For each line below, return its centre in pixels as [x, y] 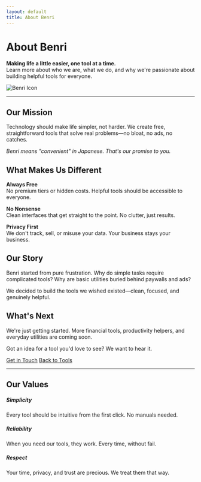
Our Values [28, 385]
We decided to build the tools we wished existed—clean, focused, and [93, 291]
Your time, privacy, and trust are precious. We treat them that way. [88, 472]
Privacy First [22, 227]
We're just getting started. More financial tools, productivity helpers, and [95, 330]
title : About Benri [31, 17]
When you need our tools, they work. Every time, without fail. [81, 444]
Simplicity [19, 400]
